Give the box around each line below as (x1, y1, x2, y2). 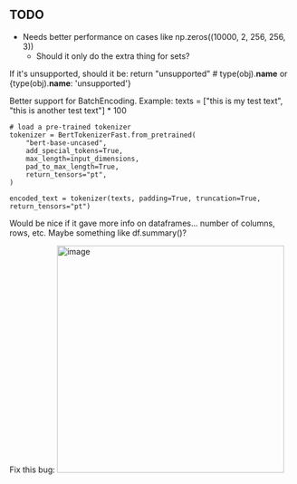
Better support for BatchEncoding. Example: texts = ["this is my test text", (9, 95, 283, 106)
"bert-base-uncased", (25, 138, 107, 148)
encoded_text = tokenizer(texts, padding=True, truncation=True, (9, 194, 261, 203)
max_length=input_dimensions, (25, 154, 140, 163)
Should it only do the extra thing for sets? (35, 50, 190, 62)
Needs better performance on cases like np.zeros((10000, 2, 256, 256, (22, 31, 286, 42)
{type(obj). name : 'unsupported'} (9, 77, 131, 89)
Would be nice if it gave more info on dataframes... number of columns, (9, 218, 276, 228)
